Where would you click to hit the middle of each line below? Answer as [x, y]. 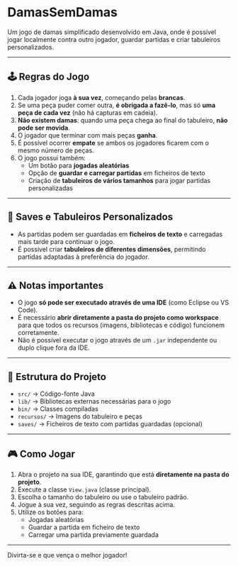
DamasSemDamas [63, 12]
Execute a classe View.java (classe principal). [84, 489]
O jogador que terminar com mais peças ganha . [87, 135]
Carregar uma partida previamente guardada [93, 535]
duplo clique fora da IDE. [53, 348]
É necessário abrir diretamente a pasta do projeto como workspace [118, 318]
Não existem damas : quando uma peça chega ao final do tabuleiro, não [123, 120]
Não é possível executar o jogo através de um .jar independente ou [117, 340]
